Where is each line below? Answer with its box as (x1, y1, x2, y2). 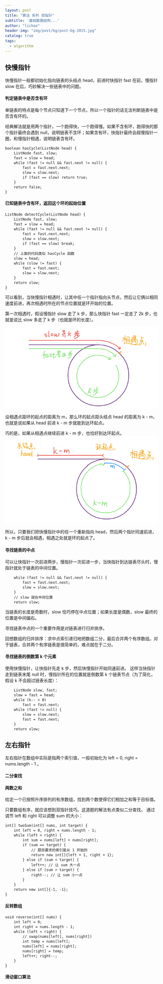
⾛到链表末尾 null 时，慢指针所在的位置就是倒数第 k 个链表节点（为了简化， (5, 671, 155, 677)
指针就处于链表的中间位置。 (5, 565, 61, 570)
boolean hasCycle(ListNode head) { (5, 146, 77, 150)
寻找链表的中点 (5, 547, 35, 553)
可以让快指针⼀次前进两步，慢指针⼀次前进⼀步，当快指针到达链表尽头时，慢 (5, 559, 158, 565)
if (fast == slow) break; (22, 241, 75, 246)
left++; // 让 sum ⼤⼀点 (31, 863, 81, 867)
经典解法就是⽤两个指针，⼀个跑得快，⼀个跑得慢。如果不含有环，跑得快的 (5, 123, 154, 129)
